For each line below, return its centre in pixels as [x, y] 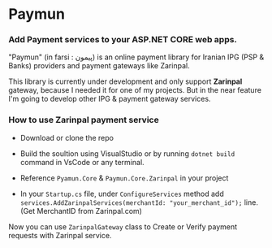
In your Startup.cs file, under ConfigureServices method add [122, 194]
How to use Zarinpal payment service [84, 120]
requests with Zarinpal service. [60, 235]
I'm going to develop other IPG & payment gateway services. [110, 99]
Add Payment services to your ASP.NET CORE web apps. [123, 40]
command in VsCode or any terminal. [82, 162]
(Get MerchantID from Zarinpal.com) [81, 211]
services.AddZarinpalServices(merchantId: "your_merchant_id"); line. [139, 202]
